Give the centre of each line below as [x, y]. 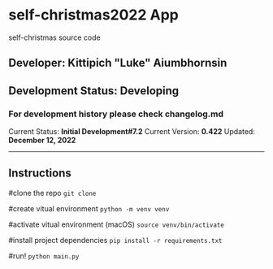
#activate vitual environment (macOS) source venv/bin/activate [117, 224]
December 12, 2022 [42, 141]
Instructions [40, 174]
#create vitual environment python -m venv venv [89, 208]
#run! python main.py [44, 256]
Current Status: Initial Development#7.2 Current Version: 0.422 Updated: [132, 132]
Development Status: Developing [94, 91]
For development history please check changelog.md [116, 114]
